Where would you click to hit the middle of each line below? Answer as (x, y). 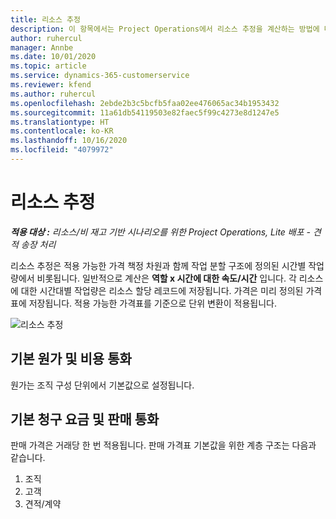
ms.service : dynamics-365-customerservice (100, 76)
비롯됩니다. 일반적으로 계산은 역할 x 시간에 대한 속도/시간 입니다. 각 (166, 278)
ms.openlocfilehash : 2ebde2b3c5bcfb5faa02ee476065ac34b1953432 (145, 103)
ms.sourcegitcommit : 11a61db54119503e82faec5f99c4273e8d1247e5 (145, 112)
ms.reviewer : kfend (51, 85)
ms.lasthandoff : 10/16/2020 (69, 141)
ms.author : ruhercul (53, 94)
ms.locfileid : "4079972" (62, 150)
